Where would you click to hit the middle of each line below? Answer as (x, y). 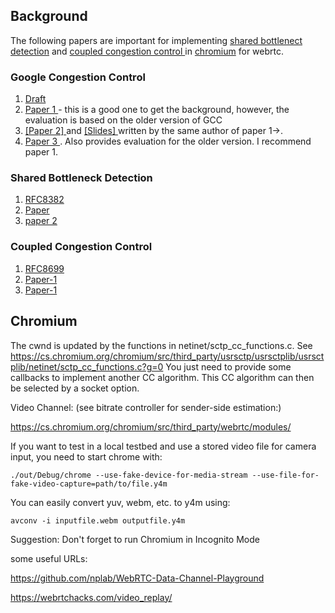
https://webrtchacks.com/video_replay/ (91, 597)
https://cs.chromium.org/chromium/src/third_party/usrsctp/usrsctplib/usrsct (167, 356)
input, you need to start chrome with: (86, 456)
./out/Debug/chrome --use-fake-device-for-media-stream (129, 475)
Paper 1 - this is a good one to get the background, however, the (157, 110)
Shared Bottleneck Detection (81, 178)
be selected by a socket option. (75, 388)
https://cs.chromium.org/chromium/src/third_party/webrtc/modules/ (151, 426)
